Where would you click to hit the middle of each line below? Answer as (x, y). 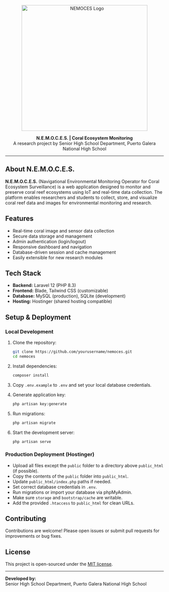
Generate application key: (39, 395)
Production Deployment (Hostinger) (50, 455)
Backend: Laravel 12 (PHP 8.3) (44, 285)
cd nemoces (24, 356)
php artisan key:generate (39, 404)
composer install (31, 375)
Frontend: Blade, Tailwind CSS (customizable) (60, 291)
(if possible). (25, 471)
